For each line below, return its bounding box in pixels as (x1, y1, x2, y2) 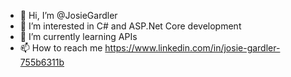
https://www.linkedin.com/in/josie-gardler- (104, 42, 281, 54)
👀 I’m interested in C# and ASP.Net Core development (19, 20, 242, 32)
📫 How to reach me (19, 42, 103, 54)
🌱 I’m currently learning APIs (19, 31, 138, 42)
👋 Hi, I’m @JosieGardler (19, 10, 118, 21)
